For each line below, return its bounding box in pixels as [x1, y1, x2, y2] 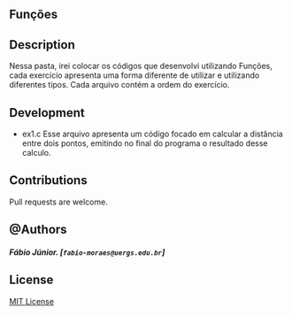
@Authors [9, 222, 68, 237]
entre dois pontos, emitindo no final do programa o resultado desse [21, 138, 268, 149]
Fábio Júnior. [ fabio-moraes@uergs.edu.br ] [9, 247, 165, 257]
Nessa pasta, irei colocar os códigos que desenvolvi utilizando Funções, [9, 61, 273, 72]
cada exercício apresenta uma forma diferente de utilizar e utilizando [9, 70, 260, 81]
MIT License [9, 296, 55, 306]
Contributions [9, 173, 88, 188]
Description [9, 37, 75, 52]
